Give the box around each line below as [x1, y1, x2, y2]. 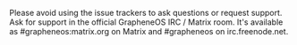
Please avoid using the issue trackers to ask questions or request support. [9, 8, 283, 18]
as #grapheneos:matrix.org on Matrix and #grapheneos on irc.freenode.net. [9, 26, 289, 36]
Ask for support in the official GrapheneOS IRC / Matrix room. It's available [9, 17, 284, 27]
